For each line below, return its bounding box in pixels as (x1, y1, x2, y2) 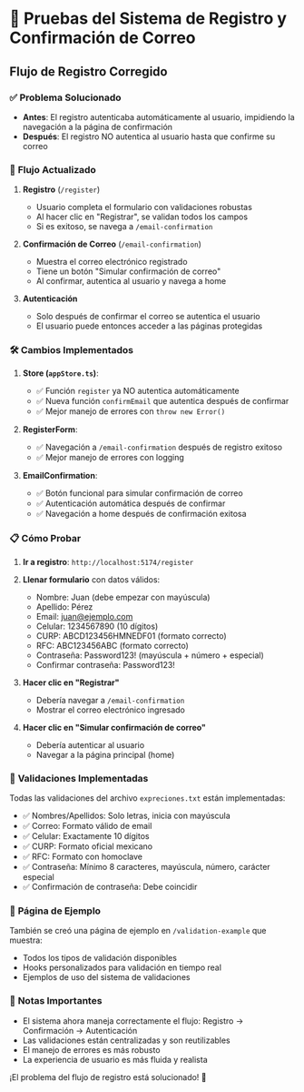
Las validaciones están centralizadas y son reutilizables (22, 1035, 231, 1046)
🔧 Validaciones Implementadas (9, 772, 149, 784)
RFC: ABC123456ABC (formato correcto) (35, 640, 189, 651)
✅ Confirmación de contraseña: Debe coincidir (22, 882, 198, 893)
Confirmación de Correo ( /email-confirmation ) (22, 238, 201, 249)
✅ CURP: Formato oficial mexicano (22, 841, 152, 852)
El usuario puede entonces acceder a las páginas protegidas (35, 320, 263, 331)
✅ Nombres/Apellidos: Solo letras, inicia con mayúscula (22, 810, 231, 822)
